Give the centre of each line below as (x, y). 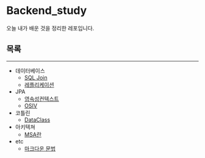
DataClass (37, 120)
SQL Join (36, 77)
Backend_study (47, 11)
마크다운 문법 (40, 148)
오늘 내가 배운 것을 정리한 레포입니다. (50, 28)
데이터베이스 (30, 70)
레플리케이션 (39, 84)
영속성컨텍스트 (41, 98)
